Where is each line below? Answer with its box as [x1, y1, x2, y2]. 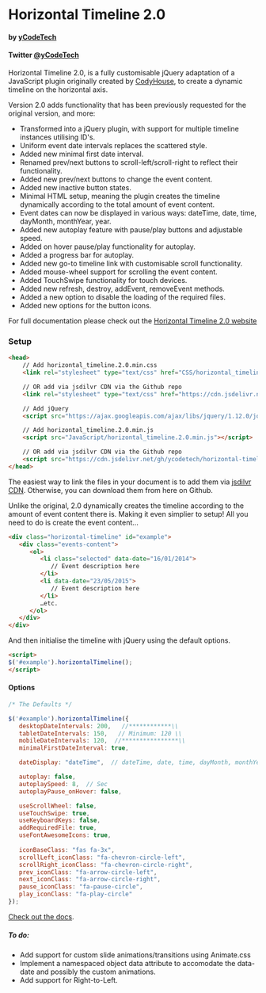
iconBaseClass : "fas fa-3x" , [18, 846, 115, 854]
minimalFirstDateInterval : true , [18, 744, 129, 752]
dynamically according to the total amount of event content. [19, 200, 215, 209]
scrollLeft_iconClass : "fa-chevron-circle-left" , [18, 854, 186, 861]
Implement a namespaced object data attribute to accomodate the [19, 958, 236, 968]
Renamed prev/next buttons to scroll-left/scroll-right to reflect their [19, 157, 238, 167]
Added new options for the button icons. [19, 300, 152, 310]
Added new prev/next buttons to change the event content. [19, 174, 213, 184]
